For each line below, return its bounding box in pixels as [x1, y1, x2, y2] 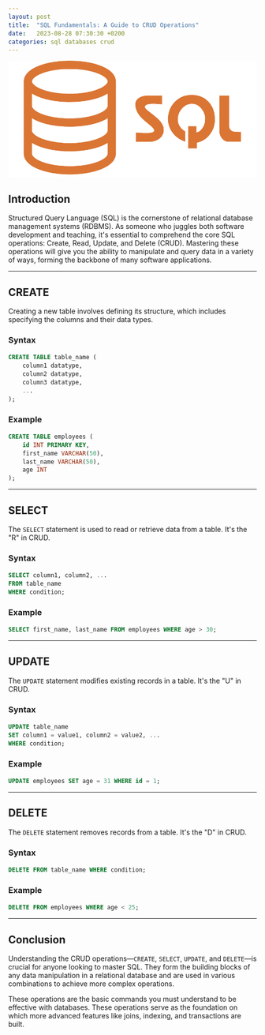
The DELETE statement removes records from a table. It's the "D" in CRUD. [8, 827, 247, 837]
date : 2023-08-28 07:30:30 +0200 [8, 29, 125, 37]
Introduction [8, 192, 71, 205]
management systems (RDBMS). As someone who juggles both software [8, 222, 244, 231]
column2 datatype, [22, 370, 83, 378]
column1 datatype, [22, 362, 83, 370]
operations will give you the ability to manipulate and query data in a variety [8, 247, 254, 257]
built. [8, 1019, 25, 1029]
